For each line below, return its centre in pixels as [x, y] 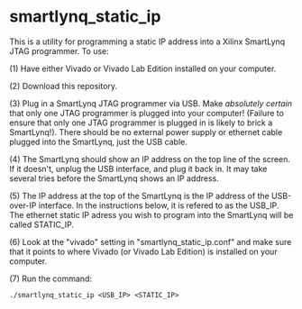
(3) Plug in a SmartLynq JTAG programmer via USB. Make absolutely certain [151, 103]
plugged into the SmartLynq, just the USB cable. [98, 141]
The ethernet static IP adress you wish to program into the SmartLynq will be [151, 214]
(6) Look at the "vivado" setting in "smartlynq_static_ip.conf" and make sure [151, 241]
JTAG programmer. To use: [59, 50]
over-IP [23, 205]
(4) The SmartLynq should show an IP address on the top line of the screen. [150, 159]
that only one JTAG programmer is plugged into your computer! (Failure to [146, 113]
